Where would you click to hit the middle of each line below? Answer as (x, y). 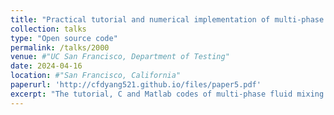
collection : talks (48, 29)
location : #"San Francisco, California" (96, 76)
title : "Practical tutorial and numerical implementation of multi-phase (167, 19)
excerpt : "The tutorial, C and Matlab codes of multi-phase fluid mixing (167, 94)
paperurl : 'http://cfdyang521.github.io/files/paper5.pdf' (136, 85)
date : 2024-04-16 (46, 66)
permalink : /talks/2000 (60, 47)
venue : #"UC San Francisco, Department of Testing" (120, 57)
